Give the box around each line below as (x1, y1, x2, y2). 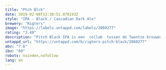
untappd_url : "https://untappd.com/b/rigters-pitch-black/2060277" (5, 39, 147, 44)
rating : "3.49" (5, 30, 37, 35)
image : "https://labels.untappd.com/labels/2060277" (5, 26, 116, 31)
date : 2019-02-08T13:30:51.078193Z (5, 12, 79, 17)
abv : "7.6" (5, 44, 28, 49)
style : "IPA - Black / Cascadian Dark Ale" (5, 16, 96, 21)
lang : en (5, 58, 23, 63)
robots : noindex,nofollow (5, 53, 58, 58)
